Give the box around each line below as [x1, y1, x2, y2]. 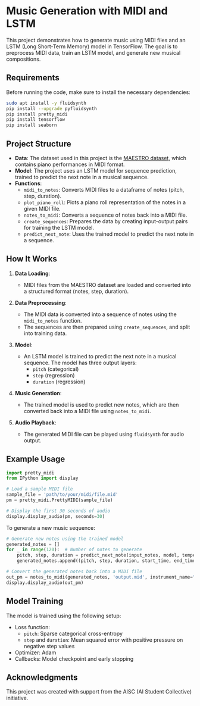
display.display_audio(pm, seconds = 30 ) [6, 513, 105, 519]
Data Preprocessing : [14, 299, 67, 306]
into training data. [23, 329, 67, 337]
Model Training [6, 596, 64, 607]
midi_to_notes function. [23, 317, 82, 324]
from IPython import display [6, 475, 79, 482]
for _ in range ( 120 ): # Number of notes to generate [6, 546, 143, 553]
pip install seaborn [6, 122, 58, 129]
